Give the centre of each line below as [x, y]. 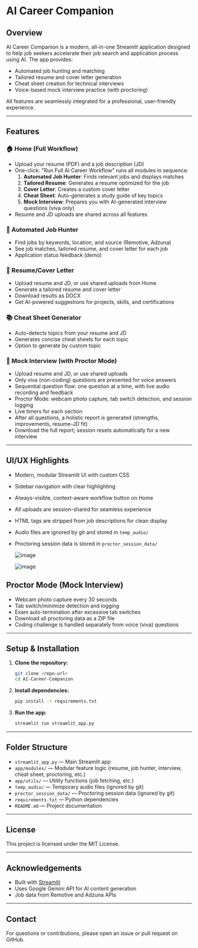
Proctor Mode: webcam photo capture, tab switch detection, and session [103, 399]
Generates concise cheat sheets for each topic [71, 339]
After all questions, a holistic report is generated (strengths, [87, 418]
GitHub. [15, 940]
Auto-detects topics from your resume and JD [70, 333]
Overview [24, 33]
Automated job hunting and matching [60, 71]
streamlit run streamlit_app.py [54, 723]
